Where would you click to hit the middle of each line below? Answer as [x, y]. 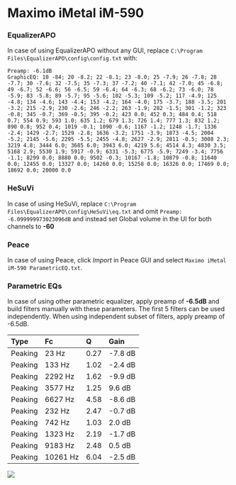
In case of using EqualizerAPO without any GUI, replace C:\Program [105, 50]
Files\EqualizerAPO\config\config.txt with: [73, 58]
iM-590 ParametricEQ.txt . [45, 268]
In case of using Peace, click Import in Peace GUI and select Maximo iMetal [117, 260]
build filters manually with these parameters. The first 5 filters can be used [116, 309]
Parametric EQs [35, 286]
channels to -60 [31, 226]
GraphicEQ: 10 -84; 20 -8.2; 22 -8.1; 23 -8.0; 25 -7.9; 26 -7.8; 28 [112, 77]
